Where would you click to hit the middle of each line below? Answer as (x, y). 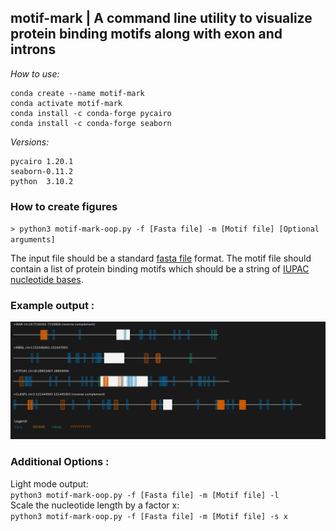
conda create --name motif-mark (77, 93)
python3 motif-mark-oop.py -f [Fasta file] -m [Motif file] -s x (149, 516)
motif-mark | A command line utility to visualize (161, 18)
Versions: (30, 142)
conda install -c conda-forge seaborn (91, 123)
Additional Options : (60, 462)
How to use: (35, 73)
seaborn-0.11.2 (42, 171)
